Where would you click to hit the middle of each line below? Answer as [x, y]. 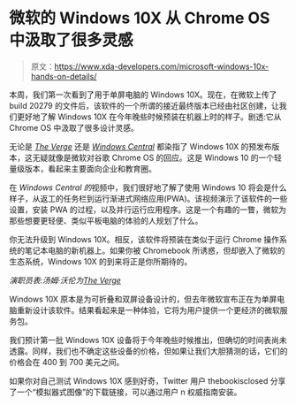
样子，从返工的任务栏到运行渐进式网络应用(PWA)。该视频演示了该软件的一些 [148, 198]
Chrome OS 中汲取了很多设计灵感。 [74, 127]
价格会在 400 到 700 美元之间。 [67, 362]
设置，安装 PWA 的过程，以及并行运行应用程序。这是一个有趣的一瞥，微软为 [148, 210]
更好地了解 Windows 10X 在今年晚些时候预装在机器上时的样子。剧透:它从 [149, 117]
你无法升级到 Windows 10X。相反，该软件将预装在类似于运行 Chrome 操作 [144, 239]
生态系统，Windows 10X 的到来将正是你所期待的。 [101, 261]
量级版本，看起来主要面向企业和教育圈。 [83, 168]
